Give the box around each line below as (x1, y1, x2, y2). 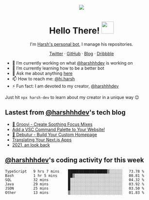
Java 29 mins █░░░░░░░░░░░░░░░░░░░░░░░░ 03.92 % (5, 182, 145, 186)
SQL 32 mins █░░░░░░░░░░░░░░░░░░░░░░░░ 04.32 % (5, 177, 145, 182)
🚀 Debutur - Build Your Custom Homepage (12, 132, 97, 137)
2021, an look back (12, 142, 50, 148)
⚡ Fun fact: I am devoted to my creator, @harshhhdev (12, 83, 119, 89)
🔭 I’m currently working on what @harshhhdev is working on (12, 60, 133, 66)
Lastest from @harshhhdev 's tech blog (5, 108, 126, 117)
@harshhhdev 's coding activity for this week (5, 156, 144, 165)
